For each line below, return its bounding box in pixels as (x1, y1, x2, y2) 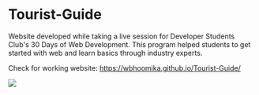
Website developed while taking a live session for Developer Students (8, 31, 235, 41)
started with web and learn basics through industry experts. (8, 48, 203, 57)
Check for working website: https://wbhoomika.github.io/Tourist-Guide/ (8, 63, 241, 72)
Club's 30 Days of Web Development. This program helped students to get (8, 39, 251, 49)
